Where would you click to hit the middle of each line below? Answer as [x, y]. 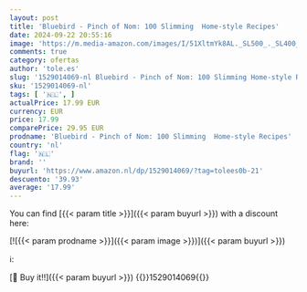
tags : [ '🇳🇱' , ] [42, 94]
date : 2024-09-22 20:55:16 [61, 35]
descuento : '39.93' [47, 179]
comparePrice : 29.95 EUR [57, 129]
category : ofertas [44, 60]
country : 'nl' [37, 145]
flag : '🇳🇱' [32, 153]
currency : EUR [37, 111]
